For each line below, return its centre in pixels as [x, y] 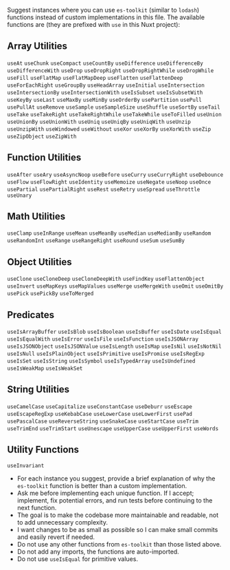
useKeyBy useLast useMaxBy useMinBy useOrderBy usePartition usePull [105, 100]
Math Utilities [36, 217]
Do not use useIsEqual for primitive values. [78, 559]
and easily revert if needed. [56, 537]
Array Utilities [37, 46]
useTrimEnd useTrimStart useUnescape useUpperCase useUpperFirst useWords [113, 429]
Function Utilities [44, 158]
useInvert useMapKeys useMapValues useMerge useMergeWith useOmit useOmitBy [115, 286]
